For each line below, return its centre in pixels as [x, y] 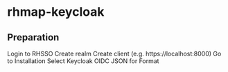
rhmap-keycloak [56, 12]
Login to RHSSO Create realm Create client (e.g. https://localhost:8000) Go [114, 53]
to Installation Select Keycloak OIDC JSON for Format [83, 61]
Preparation [33, 37]
